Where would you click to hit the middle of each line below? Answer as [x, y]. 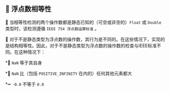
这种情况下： [32, 52]
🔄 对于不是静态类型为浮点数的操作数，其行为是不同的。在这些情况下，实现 [83, 39]
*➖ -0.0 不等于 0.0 [25, 84]
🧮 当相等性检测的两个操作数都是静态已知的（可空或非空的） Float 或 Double [83, 22]
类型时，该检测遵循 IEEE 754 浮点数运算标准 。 [52, 28]
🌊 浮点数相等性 [28, 9]
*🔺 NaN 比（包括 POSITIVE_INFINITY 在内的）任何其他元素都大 [69, 73]
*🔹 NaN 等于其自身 [24, 63]
